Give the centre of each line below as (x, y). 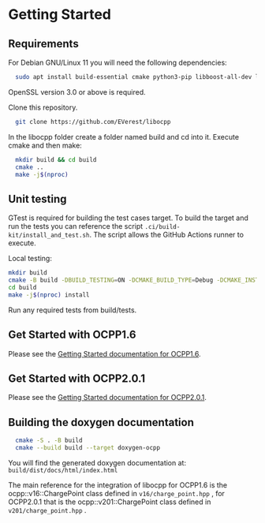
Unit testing (37, 199)
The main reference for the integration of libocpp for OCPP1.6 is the (118, 485)
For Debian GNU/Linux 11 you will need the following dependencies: (118, 62)
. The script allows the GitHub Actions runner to (167, 235)
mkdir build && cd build (56, 159)
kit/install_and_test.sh (49, 235)
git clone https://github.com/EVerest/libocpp (93, 121)
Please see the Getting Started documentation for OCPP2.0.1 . (108, 398)
